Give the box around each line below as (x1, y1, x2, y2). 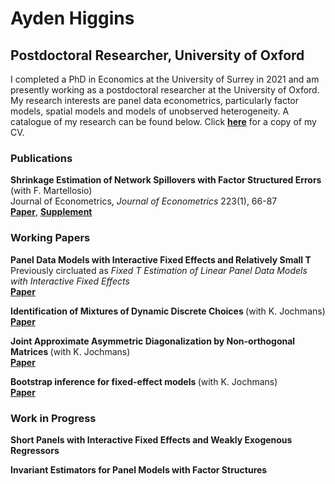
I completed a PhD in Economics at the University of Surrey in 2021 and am (10, 73, 320, 85)
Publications (10, 151, 73, 165)
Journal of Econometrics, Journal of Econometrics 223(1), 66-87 (10, 195, 278, 207)
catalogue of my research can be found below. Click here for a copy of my (10, 116, 317, 127)
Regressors (10, 444, 60, 456)
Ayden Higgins (10, 7, 135, 30)
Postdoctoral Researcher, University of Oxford (10, 47, 305, 64)
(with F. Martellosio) (10, 185, 93, 197)
